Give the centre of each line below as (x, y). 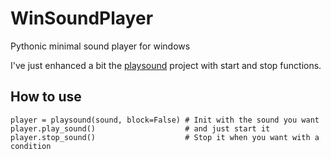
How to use (46, 97)
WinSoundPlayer (82, 18)
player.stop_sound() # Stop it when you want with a (165, 137)
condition (31, 146)
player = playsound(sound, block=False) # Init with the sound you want (165, 120)
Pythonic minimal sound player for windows (100, 46)
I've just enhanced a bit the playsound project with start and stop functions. (166, 65)
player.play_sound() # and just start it (140, 128)
